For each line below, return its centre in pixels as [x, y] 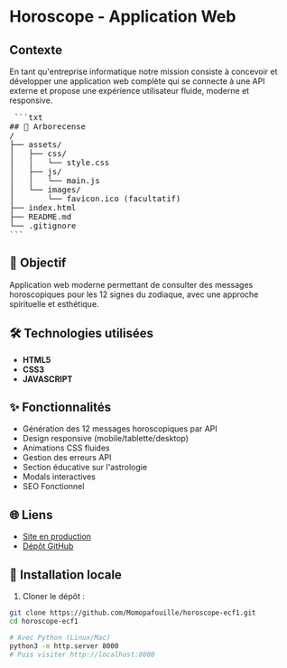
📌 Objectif [38, 263]
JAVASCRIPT [47, 379]
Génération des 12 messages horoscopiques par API [120, 429]
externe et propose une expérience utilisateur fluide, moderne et [130, 91]
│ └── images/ [45, 190]
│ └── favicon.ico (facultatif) [95, 199]
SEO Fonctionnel [53, 487]
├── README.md [41, 217]
